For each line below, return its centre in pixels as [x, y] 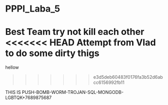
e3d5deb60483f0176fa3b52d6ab [128, 77]
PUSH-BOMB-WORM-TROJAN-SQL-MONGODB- [73, 92]
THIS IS [13, 92]
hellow [12, 67]
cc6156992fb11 [109, 83]
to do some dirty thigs [52, 53]
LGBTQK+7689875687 [29, 98]
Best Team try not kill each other [75, 32]
